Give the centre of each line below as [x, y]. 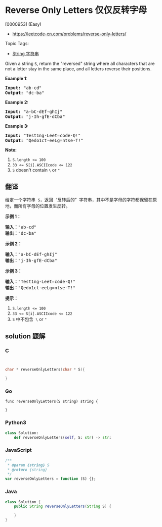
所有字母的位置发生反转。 [44, 206]
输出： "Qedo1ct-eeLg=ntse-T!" [40, 288]
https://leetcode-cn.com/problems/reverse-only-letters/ [69, 34]
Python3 [16, 422]
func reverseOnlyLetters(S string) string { [52, 402]
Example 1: [17, 78]
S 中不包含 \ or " [29, 319]
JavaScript [19, 450]
